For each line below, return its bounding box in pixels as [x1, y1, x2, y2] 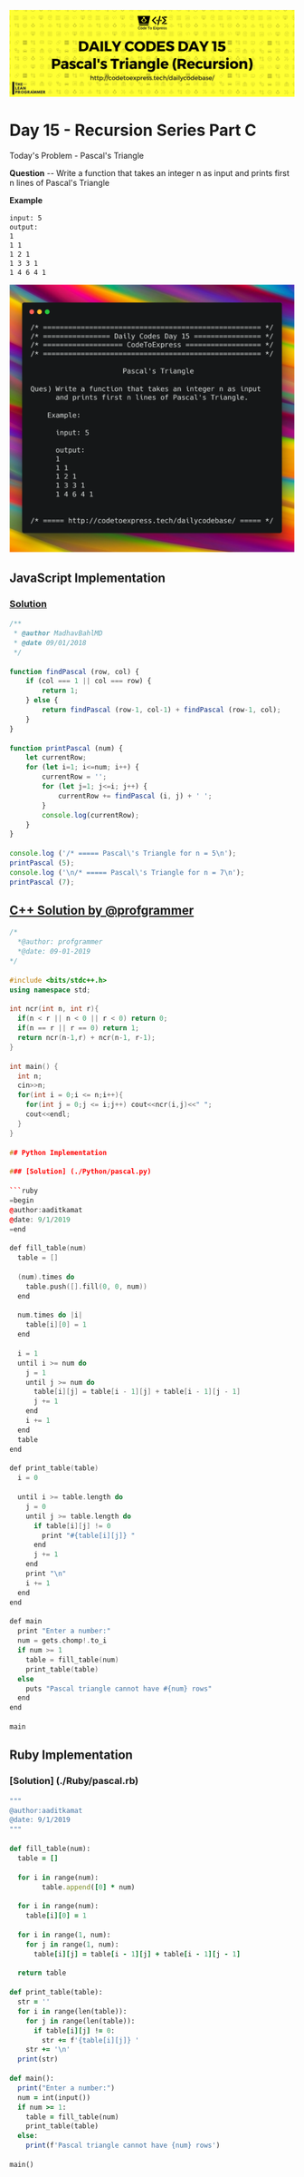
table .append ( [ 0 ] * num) [42, 1882, 136, 1892]
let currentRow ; [25, 753, 88, 762]
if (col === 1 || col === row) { [25, 677, 152, 686]
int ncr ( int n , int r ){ [9, 1005, 100, 1014]
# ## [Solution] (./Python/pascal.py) [9, 1167, 152, 1176]
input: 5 [9, 213, 43, 222]
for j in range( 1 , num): [25, 1939, 119, 1949]
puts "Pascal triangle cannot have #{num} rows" [25, 1684, 213, 1693]
